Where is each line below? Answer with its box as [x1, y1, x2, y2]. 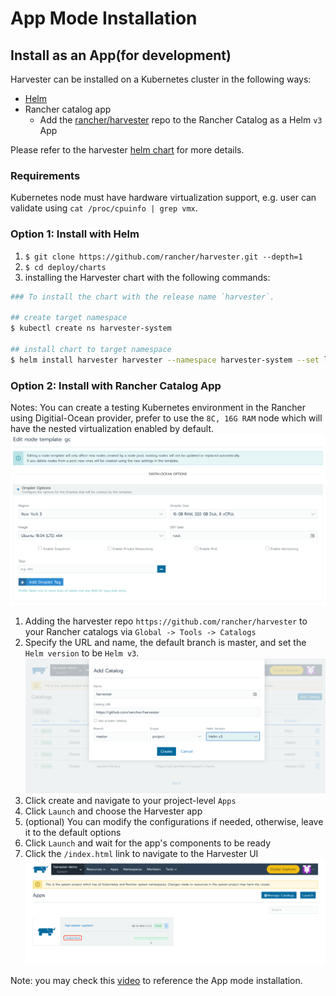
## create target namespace [10, 313, 128, 323]
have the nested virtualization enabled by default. [10, 423, 215, 435]
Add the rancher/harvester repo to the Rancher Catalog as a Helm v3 [39, 114, 323, 126]
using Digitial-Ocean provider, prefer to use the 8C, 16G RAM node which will [10, 412, 323, 424]
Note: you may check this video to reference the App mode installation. [10, 975, 303, 987]
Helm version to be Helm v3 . [24, 647, 140, 659]
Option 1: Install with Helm [10, 227, 140, 241]
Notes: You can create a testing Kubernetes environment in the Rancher [10, 402, 307, 414]
